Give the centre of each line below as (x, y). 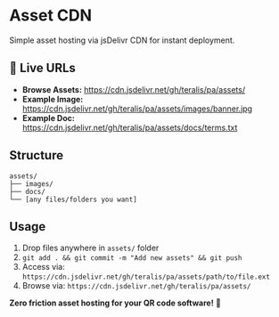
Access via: (43, 267)
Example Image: (53, 99)
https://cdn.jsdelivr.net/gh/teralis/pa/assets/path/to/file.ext (146, 277)
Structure (37, 155)
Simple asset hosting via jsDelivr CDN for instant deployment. (122, 40)
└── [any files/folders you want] (74, 199)
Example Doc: (49, 118)
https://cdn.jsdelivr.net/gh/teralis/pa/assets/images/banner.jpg (137, 109)
